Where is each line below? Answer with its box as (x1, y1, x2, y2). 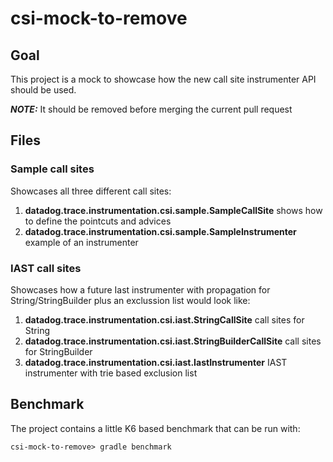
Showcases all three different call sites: (10, 185, 172, 197)
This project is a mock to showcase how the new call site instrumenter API (10, 73, 317, 85)
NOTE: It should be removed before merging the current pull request (10, 103, 293, 115)
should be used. (10, 84, 77, 96)
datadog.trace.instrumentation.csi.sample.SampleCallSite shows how (24, 204, 323, 216)
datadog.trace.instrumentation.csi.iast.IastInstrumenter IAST (24, 356, 288, 368)
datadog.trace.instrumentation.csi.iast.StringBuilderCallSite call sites (24, 335, 322, 347)
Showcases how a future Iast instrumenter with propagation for (10, 283, 271, 296)
